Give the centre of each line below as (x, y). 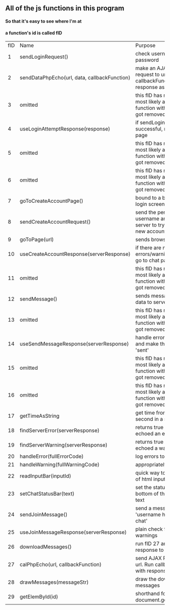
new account (151, 231)
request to (147, 74)
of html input (151, 479)
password (147, 60)
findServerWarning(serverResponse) (63, 445)
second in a (149, 419)
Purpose (145, 46)
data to (144, 302)
